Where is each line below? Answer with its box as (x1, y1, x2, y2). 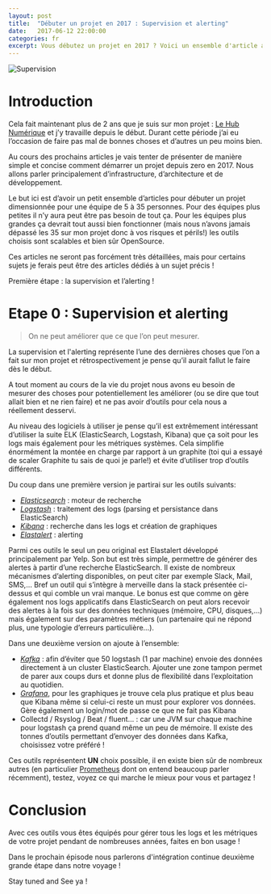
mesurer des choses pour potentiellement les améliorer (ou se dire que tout (8, 389, 260, 398)
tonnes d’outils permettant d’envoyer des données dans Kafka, (19, 732, 228, 740)
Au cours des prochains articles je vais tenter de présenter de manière (8, 152, 242, 162)
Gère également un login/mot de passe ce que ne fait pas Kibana (19, 706, 236, 715)
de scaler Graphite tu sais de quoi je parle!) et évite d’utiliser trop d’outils (8, 456, 249, 465)
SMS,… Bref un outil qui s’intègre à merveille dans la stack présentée (8, 580, 237, 589)
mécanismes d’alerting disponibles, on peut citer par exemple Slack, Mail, (8, 571, 252, 580)
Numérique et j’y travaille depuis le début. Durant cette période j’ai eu (8, 128, 240, 137)
